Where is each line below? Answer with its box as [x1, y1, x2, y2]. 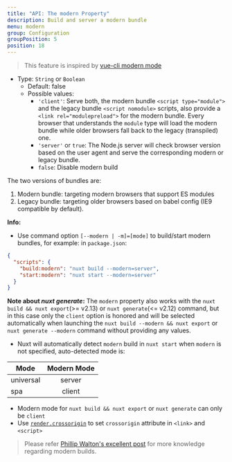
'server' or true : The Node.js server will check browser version [37, 141, 221, 149]
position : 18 [7, 42, 45, 49]
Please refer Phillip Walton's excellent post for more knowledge [24, 440, 206, 448]
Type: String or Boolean [17, 75, 85, 83]
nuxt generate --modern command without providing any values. [7, 326, 192, 335]
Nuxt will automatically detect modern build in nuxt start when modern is [17, 340, 222, 348]
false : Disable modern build [37, 163, 118, 171]
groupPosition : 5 [7, 36, 57, 43]
